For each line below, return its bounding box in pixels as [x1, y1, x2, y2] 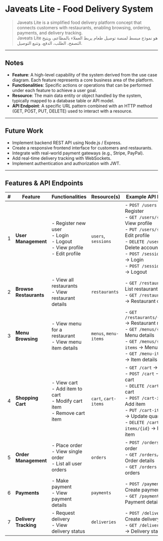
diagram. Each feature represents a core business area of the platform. [12, 77, 154, 83]
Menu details [125, 332, 154, 339]
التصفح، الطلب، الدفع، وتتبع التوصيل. [16, 40, 82, 46]
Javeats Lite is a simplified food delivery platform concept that [16, 19, 142, 25]
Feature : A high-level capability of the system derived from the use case [12, 72, 158, 77]
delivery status [51, 528, 85, 535]
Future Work [5, 127, 44, 135]
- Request [51, 510, 75, 517]
